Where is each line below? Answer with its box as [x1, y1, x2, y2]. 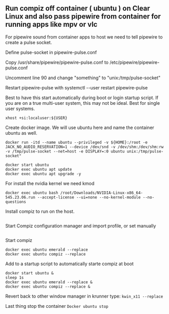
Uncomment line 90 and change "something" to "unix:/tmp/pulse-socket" [5, 75, 161, 81]
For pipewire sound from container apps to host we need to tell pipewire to [5, 33, 163, 40]
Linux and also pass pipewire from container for [5, 12, 161, 21]
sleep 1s [5, 275, 24, 280]
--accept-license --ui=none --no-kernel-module [37, 195, 141, 200]
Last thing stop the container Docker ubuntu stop [5, 303, 109, 309]
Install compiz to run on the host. [5, 208, 75, 214]
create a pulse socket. [5, 39, 52, 45]
